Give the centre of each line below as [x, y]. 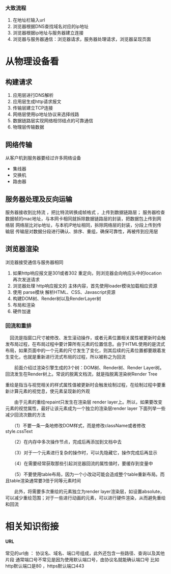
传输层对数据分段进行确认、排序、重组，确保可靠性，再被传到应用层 [87, 231]
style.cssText [19, 431]
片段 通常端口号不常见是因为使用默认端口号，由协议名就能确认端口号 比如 [82, 560]
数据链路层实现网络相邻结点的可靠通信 [53, 121]
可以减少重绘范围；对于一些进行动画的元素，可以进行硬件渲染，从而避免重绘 [85, 498]
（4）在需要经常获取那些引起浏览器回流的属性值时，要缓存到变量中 [84, 463]
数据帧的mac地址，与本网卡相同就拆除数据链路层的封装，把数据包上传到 [81, 218]
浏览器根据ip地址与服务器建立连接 [48, 33]
